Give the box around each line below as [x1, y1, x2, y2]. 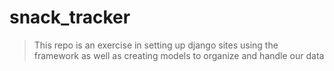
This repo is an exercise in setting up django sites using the [33, 39, 279, 51]
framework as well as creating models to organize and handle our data [33, 49, 325, 61]
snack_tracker [9, 6, 131, 29]
